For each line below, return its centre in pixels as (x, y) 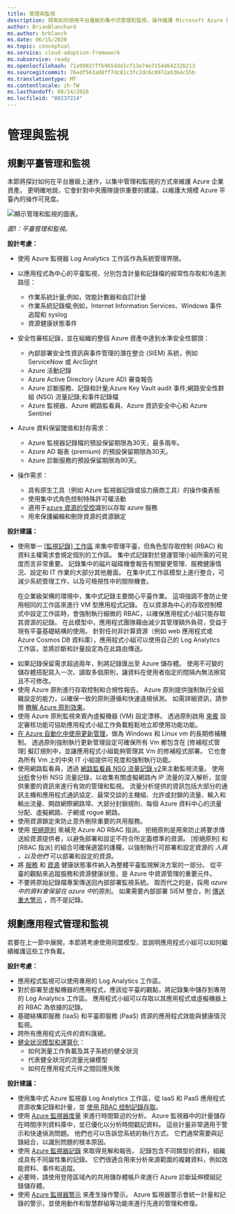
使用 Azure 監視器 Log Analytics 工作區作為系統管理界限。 (101, 258)
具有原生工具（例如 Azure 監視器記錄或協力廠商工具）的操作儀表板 (124, 490)
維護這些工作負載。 (41, 951)
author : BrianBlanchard (42, 27)
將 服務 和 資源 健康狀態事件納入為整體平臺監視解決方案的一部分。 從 (117, 865)
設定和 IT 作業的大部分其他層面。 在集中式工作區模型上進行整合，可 (127, 572)
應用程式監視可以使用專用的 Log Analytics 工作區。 (91, 981)
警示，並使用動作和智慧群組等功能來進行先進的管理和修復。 (115, 1203)
